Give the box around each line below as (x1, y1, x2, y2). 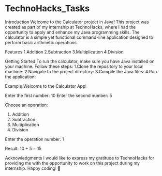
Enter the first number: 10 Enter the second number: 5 (5, 93, 112, 98)
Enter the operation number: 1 (5, 136, 64, 142)
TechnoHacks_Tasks (5, 3, 90, 14)
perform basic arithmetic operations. (5, 39, 78, 45)
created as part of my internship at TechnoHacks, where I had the (5, 24, 136, 30)
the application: (5, 74, 36, 80)
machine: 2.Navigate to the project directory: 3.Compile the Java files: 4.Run (5, 68, 157, 74)
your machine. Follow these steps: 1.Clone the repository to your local (5, 64, 144, 69)
